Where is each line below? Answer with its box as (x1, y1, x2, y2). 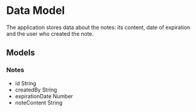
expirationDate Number (14, 92, 74, 100)
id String (14, 79, 36, 87)
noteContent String (14, 99, 63, 106)
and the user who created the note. (6, 30, 94, 37)
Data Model (6, 4, 65, 18)
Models (6, 48, 35, 58)
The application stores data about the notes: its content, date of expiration (6, 24, 191, 31)
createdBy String (14, 86, 57, 93)
